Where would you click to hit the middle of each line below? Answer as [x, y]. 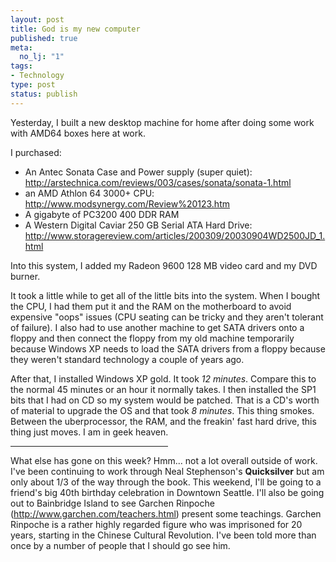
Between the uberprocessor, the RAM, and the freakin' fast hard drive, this [163, 421]
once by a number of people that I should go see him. [120, 545]
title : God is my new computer [75, 29]
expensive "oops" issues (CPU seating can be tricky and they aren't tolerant [167, 317]
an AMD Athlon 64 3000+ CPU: [89, 193]
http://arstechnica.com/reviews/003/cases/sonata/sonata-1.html [158, 182]
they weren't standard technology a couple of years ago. [127, 359]
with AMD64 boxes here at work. [78, 133]
